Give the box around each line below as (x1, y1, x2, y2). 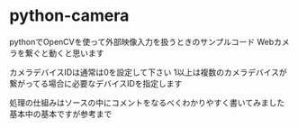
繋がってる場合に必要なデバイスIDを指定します (9, 78, 183, 88)
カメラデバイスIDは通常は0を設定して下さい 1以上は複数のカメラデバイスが (9, 67, 288, 78)
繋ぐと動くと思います (24, 47, 104, 59)
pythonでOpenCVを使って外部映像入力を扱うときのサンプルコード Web (9, 36, 275, 47)
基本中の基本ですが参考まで (9, 108, 113, 119)
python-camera (9, 5, 130, 26)
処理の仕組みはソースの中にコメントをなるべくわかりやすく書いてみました (9, 96, 285, 108)
